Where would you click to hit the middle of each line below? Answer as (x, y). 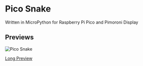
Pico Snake (28, 9)
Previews (19, 37)
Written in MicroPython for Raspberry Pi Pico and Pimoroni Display (72, 22)
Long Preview (19, 58)
